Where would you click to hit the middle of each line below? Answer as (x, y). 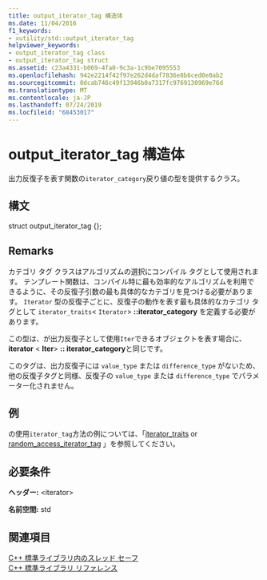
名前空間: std (30, 510)
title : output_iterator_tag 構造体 (66, 16)
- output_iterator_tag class (57, 53)
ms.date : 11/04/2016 (43, 23)
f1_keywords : (30, 30)
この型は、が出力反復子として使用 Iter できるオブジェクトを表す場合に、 (127, 338)
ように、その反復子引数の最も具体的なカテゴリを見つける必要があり (134, 291)
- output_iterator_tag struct (59, 61)
